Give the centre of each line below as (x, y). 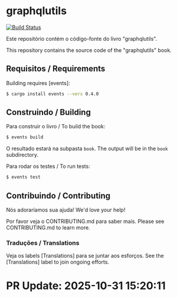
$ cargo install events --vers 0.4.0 (53, 94)
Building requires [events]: (38, 83)
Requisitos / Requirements (56, 69)
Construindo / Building (49, 113)
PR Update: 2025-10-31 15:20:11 (86, 286)
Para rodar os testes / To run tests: (48, 166)
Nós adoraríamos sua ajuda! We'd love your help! (66, 210)
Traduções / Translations (43, 242)
